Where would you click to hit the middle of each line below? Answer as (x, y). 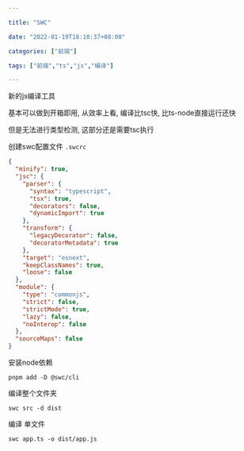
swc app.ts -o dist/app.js (53, 439)
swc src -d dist (35, 408)
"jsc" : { (30, 176)
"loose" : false (48, 272)
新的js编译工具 (32, 96)
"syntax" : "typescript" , (70, 191)
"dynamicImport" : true (67, 214)
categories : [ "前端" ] (43, 51)
